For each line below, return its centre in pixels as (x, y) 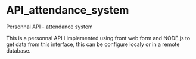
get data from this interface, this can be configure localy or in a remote (93, 44)
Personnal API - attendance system (50, 27)
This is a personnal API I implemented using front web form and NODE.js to (98, 38)
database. (18, 50)
